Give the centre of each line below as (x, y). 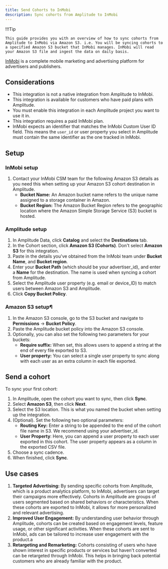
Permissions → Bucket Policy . (44, 323)
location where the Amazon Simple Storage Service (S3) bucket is (88, 211)
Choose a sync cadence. (38, 452)
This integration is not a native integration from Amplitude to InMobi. (83, 94)
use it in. (21, 116)
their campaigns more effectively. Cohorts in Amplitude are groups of (84, 497)
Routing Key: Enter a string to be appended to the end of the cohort (90, 425)
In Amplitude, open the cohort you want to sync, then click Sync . (80, 399)
